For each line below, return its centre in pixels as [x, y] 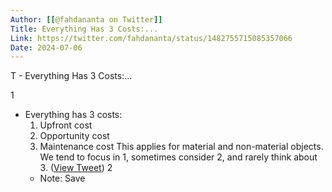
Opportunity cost [74, 136]
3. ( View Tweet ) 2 [76, 168]
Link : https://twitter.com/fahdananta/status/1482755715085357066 [151, 38]
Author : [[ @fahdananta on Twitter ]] [86, 19]
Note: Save [62, 178]
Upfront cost [66, 125]
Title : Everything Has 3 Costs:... [84, 29]
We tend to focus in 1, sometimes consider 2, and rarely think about [178, 157]
